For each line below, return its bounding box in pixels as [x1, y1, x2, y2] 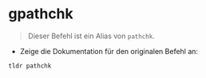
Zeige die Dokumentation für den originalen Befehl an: [19, 46, 198, 56]
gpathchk [8, 5, 73, 23]
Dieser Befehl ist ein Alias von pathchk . [27, 31, 156, 41]
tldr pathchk [8, 61, 52, 70]
